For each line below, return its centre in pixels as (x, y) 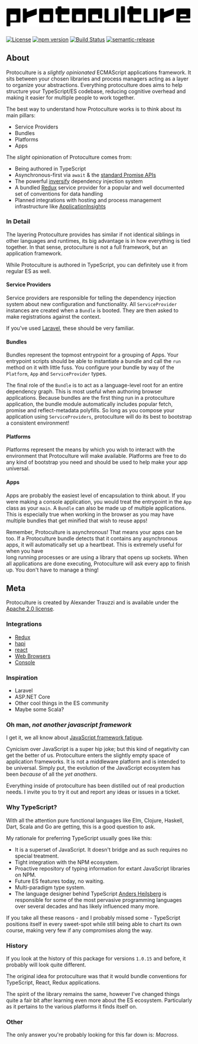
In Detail (18, 221)
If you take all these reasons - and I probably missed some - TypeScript (93, 917)
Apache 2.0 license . (30, 609)
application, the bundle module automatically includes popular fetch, (90, 404)
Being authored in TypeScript (50, 168)
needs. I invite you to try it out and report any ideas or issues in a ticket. (93, 792)
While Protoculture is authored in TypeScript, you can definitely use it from (97, 265)
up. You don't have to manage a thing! (53, 570)
